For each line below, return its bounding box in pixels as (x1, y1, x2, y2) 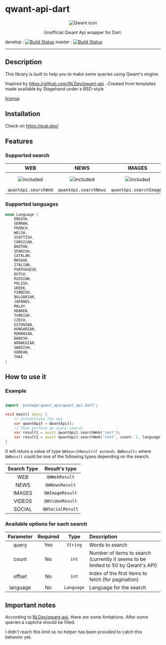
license (5, 95, 20, 101)
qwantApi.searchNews (58, 187, 106, 193)
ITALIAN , (14, 263, 32, 268)
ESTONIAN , (14, 322, 35, 327)
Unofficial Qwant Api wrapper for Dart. (43, 29, 123, 35)
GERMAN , (14, 221, 30, 226)
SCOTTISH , (14, 235, 35, 240)
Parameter (7, 533, 33, 540)
